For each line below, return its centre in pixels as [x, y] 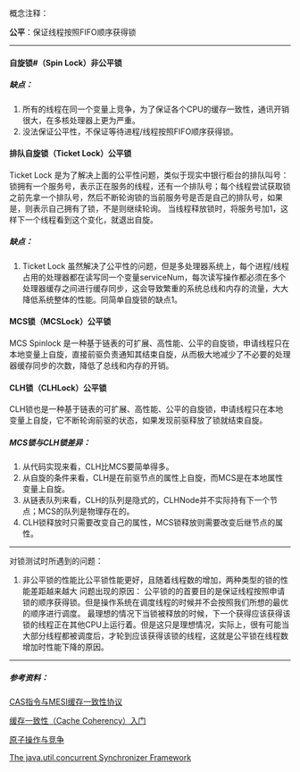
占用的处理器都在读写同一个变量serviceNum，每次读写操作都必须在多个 [154, 277]
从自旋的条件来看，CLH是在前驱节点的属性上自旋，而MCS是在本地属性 [153, 478]
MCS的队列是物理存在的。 [86, 511]
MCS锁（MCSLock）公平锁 [60, 322]
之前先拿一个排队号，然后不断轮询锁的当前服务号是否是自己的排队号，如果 [146, 197]
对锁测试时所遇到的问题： [56, 561]
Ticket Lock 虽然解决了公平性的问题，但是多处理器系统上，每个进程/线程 [156, 265]
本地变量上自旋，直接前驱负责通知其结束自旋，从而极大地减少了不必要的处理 [150, 354]
